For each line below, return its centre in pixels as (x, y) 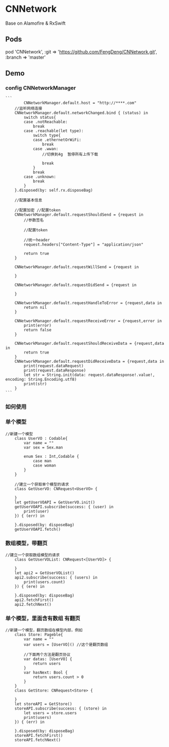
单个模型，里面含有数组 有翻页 (43, 618)
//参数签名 (34, 220)
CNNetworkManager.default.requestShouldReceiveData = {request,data (89, 344)
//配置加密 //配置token (37, 210)
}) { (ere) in (30, 586)
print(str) (35, 384)
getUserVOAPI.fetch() (37, 529)
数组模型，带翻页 (26, 543)
